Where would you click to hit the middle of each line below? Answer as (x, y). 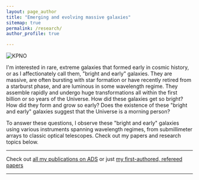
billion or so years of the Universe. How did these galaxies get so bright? (95, 99)
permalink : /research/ (34, 28)
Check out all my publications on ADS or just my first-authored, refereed (94, 159)
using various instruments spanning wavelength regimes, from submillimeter (99, 130)
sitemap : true (24, 23)
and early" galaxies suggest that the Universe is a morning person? (88, 112)
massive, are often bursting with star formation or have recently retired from (99, 80)
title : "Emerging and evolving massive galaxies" (69, 17)
